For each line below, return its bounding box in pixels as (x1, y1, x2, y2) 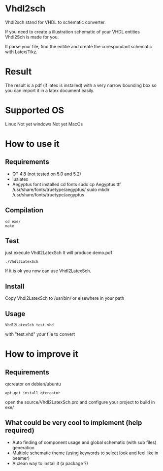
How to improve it (5, 348, 79, 360)
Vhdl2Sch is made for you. (5, 34, 59, 40)
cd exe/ (5, 219, 21, 224)
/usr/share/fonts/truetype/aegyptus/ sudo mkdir (12, 187, 110, 192)
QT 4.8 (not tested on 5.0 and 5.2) (12, 171, 81, 177)
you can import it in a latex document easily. (5, 87, 95, 94)
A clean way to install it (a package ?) (12, 460, 89, 466)
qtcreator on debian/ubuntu (5, 381, 61, 387)
